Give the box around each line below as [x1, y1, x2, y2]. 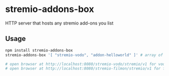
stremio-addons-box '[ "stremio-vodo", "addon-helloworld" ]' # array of [5, 52, 163, 57]
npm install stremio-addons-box [5, 47, 73, 53]
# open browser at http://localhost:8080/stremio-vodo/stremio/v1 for [5, 61, 156, 66]
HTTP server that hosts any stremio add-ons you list [5, 20, 114, 26]
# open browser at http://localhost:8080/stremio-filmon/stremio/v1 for [5, 66, 161, 71]
